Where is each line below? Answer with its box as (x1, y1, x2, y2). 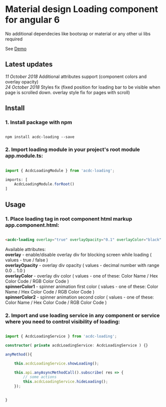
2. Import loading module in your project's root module (5, 146, 141, 153)
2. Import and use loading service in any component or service (5, 311, 160, 318)
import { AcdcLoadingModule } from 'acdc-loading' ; (5, 168, 115, 173)
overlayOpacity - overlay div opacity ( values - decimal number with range (5, 262, 160, 268)
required (5, 36, 23, 42)
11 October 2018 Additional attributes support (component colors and (5, 73, 147, 79)
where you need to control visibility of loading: (5, 318, 121, 325)
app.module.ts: (5, 152, 43, 159)
